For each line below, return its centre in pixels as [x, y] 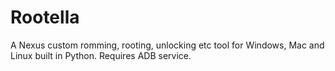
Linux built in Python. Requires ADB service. [101, 55]
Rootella [45, 17]
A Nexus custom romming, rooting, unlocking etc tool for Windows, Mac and [167, 45]
